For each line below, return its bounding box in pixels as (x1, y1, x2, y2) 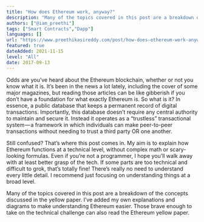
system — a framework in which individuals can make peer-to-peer (6, 121, 173, 128)
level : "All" (6, 54, 39, 60)
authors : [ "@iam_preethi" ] (6, 20, 75, 26)
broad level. (6, 178, 36, 185)
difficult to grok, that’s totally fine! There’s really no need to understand (6, 165, 184, 172)
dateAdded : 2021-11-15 (6, 48, 64, 54)
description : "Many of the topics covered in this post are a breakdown (6, 15, 194, 21)
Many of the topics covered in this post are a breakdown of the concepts (6, 189, 188, 197)
